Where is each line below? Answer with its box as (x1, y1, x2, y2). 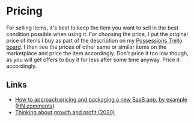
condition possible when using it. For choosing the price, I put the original (6, 30, 188, 37)
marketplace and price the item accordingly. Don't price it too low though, (6, 49, 189, 56)
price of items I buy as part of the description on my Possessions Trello (6, 37, 183, 44)
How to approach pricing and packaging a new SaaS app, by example (14, 96, 188, 103)
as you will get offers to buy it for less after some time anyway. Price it (6, 56, 180, 63)
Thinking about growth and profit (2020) (14, 108, 115, 115)
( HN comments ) (14, 102, 55, 109)
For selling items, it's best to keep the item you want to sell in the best (6, 24, 179, 31)
